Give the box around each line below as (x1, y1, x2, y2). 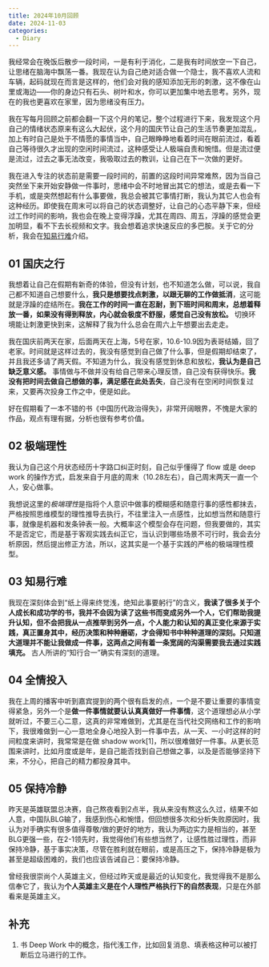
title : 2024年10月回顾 (8, 11, 79, 20)
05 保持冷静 (8, 781, 67, 795)
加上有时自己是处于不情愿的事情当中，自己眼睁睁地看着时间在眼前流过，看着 (8, 134, 261, 144)
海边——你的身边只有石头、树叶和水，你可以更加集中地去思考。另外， (22, 87, 254, 97)
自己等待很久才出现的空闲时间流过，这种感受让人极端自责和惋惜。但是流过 (8, 144, 254, 154)
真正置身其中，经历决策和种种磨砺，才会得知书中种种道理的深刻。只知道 (22, 628, 261, 637)
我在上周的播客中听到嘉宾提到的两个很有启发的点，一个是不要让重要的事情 (8, 696, 254, 705)
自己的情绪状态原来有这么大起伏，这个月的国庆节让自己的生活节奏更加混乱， (8, 124, 261, 134)
